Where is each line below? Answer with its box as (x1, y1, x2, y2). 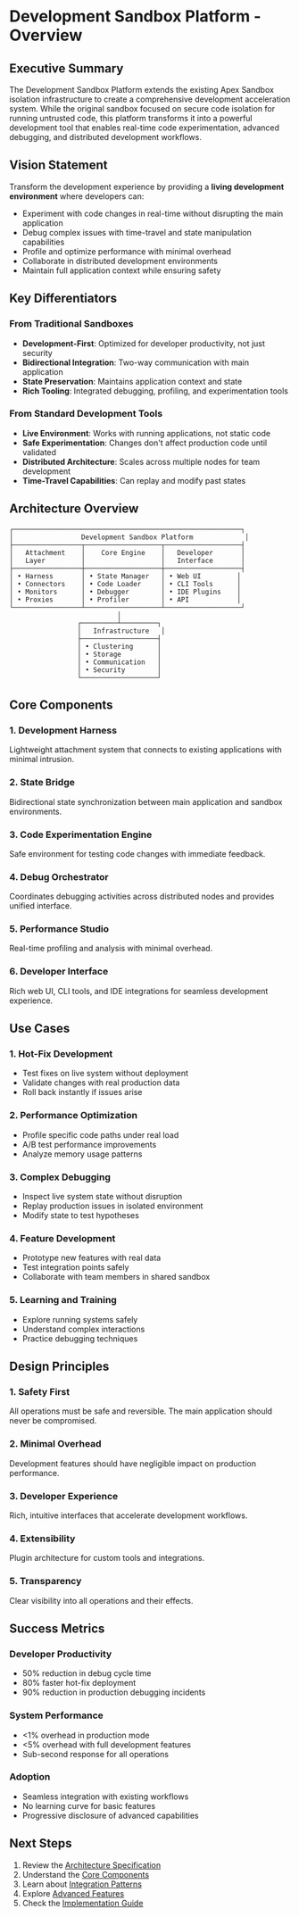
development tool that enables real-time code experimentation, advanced (9, 122, 279, 133)
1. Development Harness (9, 724, 118, 736)
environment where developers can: (9, 190, 145, 202)
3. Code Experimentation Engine (9, 828, 153, 841)
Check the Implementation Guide (21, 1897, 144, 1908)
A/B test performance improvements (21, 1139, 157, 1149)
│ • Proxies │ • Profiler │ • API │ (9, 595, 242, 604)
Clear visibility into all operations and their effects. (9, 1595, 194, 1606)
